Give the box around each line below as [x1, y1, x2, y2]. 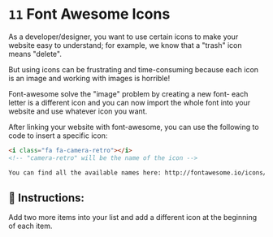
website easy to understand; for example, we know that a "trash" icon [8, 40, 242, 50]
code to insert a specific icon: [8, 131, 108, 140]
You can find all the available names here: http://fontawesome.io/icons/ [8, 168, 267, 177]
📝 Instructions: [8, 191, 85, 205]
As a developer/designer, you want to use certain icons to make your [8, 32, 239, 41]
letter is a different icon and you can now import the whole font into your [8, 97, 250, 107]
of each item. [8, 221, 53, 231]
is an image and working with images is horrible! [8, 73, 171, 83]
